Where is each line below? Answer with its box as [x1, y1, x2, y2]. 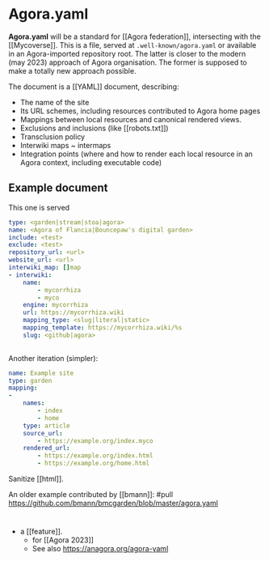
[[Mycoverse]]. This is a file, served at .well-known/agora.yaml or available [8, 40, 257, 49]
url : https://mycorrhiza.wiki [23, 308, 125, 317]
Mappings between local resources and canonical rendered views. [19, 114, 242, 124]
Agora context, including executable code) [19, 157, 162, 167]
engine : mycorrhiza [23, 301, 89, 309]
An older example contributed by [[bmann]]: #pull [8, 490, 174, 499]
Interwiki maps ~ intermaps [19, 140, 111, 150]
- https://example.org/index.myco [37, 436, 153, 445]
